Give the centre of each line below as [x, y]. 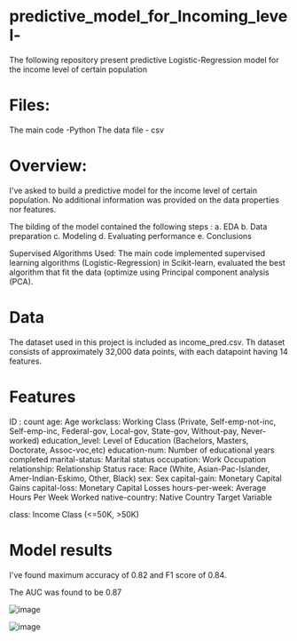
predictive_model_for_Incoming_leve [148, 16]
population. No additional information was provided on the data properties [144, 200]
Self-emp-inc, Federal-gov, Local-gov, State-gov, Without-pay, [124, 431]
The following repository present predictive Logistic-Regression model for [144, 60]
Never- [254, 431]
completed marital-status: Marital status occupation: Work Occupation [138, 459]
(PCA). [21, 281]
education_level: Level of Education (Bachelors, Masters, [145, 440]
